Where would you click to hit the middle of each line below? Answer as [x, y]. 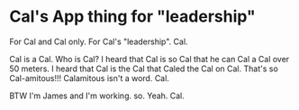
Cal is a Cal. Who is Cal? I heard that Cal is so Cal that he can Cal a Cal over [149, 59]
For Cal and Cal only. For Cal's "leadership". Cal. [99, 41]
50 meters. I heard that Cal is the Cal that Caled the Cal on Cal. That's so [144, 69]
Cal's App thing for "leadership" [133, 17]
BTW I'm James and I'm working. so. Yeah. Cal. [97, 96]
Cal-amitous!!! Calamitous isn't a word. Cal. [89, 78]
